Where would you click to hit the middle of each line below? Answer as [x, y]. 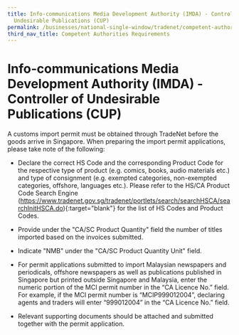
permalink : [23, 27]
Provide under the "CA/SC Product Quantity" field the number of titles [120, 230]
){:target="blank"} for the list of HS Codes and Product [143, 208]
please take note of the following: [56, 149]
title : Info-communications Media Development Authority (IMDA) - [108, 14]
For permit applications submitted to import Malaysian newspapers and [122, 265]
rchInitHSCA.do [40, 208]
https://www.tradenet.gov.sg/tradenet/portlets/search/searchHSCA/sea [125, 201]
